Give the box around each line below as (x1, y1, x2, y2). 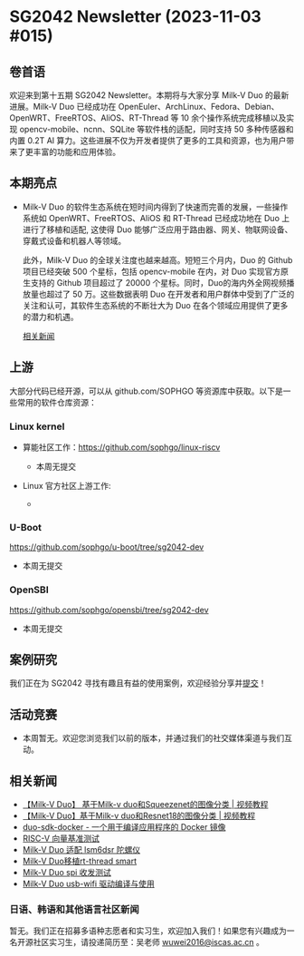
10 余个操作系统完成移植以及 (180, 112, 287, 123)
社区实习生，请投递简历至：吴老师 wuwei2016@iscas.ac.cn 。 (33, 937, 264, 948)
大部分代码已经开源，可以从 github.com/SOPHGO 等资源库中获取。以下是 (9, 385, 283, 396)
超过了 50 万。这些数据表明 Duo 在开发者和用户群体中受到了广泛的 (46, 288, 295, 299)
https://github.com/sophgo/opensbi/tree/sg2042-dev (9, 604, 210, 615)
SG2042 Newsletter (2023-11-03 (9, 6, 262, 27)
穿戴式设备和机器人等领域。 (22, 235, 127, 246)
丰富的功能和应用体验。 (33, 147, 120, 157)
